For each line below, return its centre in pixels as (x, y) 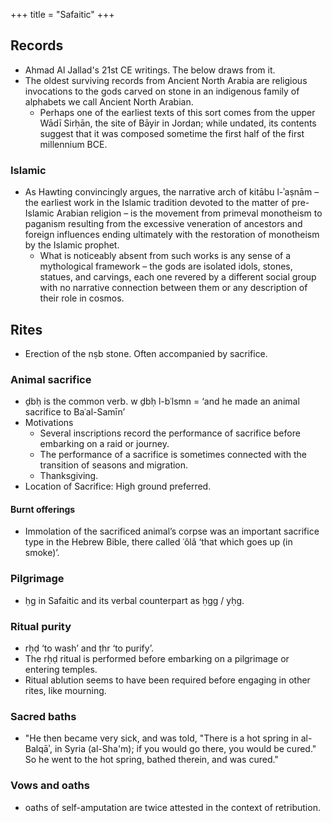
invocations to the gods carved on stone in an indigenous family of (162, 91)
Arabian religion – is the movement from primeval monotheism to (189, 213)
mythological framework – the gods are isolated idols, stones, (166, 266)
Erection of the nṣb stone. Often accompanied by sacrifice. (146, 353)
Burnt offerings (43, 509)
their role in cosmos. (82, 298)
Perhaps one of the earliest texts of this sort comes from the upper (177, 112)
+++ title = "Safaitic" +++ (62, 14)
